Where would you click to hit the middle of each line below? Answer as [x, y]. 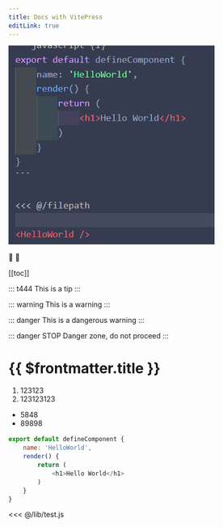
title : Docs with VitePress [56, 17]
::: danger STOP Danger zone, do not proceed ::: [89, 335]
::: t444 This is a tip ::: [44, 288]
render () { [41, 457]
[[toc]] [19, 273]
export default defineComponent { [67, 440]
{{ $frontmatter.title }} [84, 368]
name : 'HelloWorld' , [57, 448]
